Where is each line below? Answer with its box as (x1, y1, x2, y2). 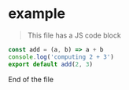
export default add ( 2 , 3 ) (8, 60, 93, 68)
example (8, 5, 66, 23)
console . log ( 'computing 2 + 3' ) (8, 52, 114, 61)
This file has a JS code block (27, 31, 122, 40)
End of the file (8, 74, 53, 84)
